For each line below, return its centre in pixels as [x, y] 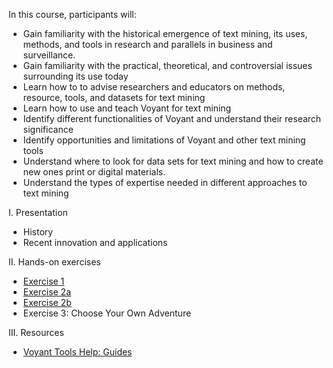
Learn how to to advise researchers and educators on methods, [154, 87]
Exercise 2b [47, 302]
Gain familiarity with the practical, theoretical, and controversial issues [167, 65]
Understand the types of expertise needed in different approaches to [165, 182]
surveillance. [49, 55]
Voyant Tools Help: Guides [77, 352]
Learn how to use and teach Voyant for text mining [127, 108]
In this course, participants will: [72, 14]
